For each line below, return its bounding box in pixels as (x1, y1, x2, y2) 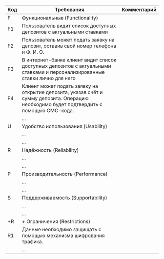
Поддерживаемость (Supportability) (21, 195, 107, 201)
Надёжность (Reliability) (21, 147, 79, 153)
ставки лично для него (21, 75, 76, 81)
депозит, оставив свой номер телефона (21, 42, 116, 49)
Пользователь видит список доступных (21, 22, 116, 29)
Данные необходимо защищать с (21, 226, 102, 233)
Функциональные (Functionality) (21, 15, 99, 21)
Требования (54, 6, 84, 13)
